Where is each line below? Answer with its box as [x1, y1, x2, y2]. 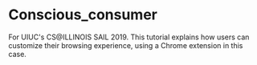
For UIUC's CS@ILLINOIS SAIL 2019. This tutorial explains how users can [8, 32, 250, 42]
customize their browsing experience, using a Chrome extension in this [8, 40, 243, 50]
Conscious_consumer [8, 6, 158, 24]
